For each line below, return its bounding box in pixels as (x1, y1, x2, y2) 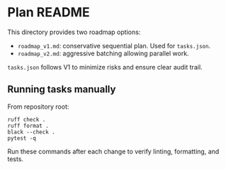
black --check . (7, 129, 55, 136)
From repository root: (7, 102, 69, 111)
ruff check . (7, 116, 46, 123)
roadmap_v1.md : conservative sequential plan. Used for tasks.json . (17, 41, 211, 50)
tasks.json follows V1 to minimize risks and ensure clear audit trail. (7, 62, 203, 71)
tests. (7, 154, 23, 163)
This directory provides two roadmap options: (7, 28, 141, 36)
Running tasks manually (7, 83, 116, 96)
